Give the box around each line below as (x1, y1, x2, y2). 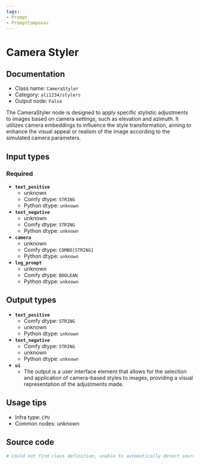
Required (6, 169, 33, 177)
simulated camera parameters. (6, 135, 82, 142)
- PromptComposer (6, 20, 49, 26)
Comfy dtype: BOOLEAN (23, 271, 78, 279)
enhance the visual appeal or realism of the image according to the (6, 128, 171, 135)
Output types (6, 295, 57, 305)
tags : (6, 8, 20, 15)
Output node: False (14, 98, 62, 105)
